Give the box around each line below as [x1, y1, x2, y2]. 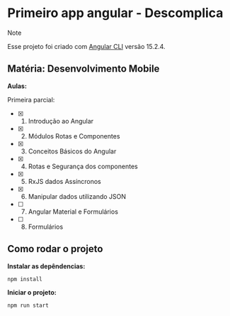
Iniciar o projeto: [7, 288, 57, 296]
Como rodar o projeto [7, 243, 103, 255]
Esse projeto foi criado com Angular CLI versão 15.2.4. [7, 42, 166, 50]
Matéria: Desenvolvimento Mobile [7, 62, 160, 75]
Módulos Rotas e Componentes [28, 131, 120, 140]
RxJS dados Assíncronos [28, 177, 101, 185]
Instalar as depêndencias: [7, 261, 86, 271]
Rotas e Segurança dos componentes [28, 162, 138, 170]
